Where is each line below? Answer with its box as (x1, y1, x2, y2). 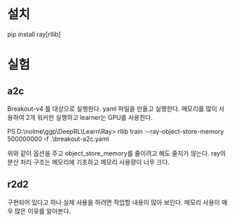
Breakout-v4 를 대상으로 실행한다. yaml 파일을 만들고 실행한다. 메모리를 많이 (7, 104, 217, 113)
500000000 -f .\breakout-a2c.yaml (7, 134, 109, 143)
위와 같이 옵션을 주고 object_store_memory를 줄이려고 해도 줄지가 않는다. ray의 (7, 148, 226, 158)
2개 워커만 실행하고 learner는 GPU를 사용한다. (25, 113, 153, 121)
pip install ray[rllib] (7, 29, 61, 39)
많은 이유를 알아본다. (14, 207, 71, 215)
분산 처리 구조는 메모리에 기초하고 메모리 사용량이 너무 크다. (7, 158, 170, 166)
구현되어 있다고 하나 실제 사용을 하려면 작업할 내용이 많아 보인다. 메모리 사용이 (7, 197, 221, 207)
